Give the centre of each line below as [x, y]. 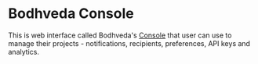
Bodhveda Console [71, 14]
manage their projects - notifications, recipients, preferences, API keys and [129, 43]
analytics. [24, 52]
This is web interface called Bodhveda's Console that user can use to [120, 35]
